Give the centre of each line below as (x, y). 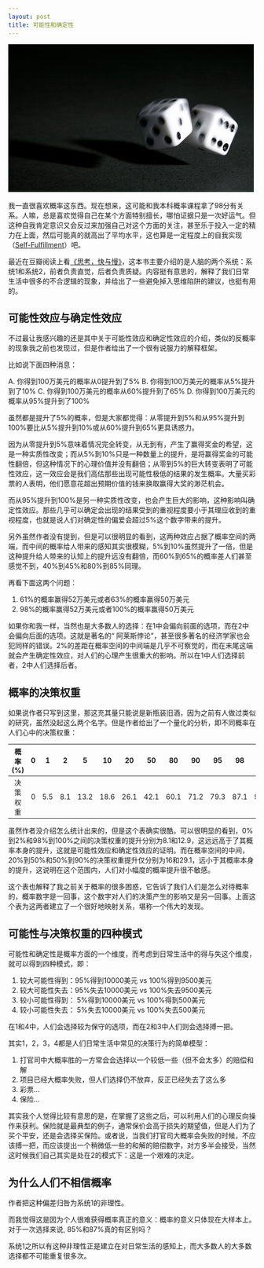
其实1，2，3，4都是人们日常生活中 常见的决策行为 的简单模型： (109, 1043)
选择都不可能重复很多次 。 (49, 1256)
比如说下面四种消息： (42, 365)
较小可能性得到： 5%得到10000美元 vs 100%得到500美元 (112, 1000)
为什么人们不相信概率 (60, 1182)
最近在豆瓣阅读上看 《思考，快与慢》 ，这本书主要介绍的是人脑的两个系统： (127, 261)
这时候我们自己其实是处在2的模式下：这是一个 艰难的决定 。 (103, 1156)
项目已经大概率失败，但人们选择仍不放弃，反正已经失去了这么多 (123, 1079)
